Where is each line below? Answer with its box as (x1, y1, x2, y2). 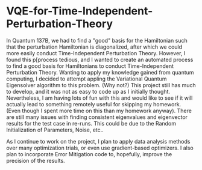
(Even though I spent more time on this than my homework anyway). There (6, 107, 192, 114)
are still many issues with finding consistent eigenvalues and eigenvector (6, 113, 188, 121)
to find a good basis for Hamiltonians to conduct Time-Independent (6, 62, 174, 70)
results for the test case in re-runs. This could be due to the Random (6, 120, 177, 127)
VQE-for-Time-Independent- (6, 4, 153, 18)
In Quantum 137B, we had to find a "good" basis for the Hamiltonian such (6, 37, 188, 44)
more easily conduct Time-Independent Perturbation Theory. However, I (6, 49, 186, 56)
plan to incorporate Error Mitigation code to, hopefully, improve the (6, 150, 172, 157)
